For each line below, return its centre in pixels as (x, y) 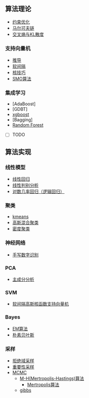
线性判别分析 (25, 185)
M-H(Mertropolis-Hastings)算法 (52, 378)
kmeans (20, 217)
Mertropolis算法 (43, 385)
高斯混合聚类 (25, 223)
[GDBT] (20, 109)
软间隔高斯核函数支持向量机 (41, 304)
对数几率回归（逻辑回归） (38, 192)
